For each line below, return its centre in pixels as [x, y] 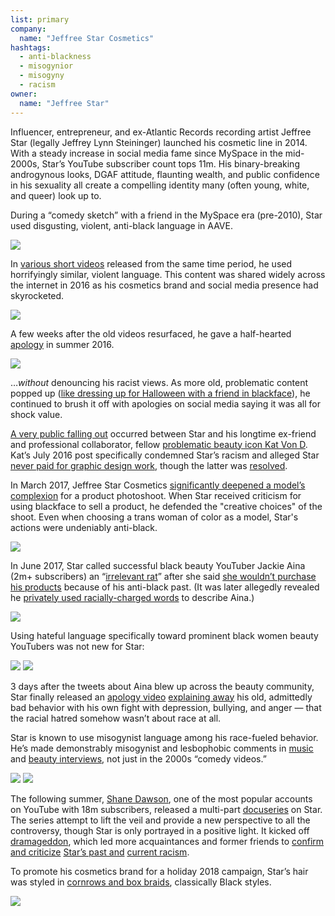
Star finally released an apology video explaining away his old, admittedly [161, 697]
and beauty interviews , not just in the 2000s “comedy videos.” [138, 758]
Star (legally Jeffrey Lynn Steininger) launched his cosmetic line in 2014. [159, 142]
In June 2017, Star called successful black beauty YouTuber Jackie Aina [158, 565]
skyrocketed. [37, 295]
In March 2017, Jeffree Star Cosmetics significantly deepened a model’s [158, 485]
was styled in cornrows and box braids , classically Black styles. [141, 882]
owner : [24, 94]
